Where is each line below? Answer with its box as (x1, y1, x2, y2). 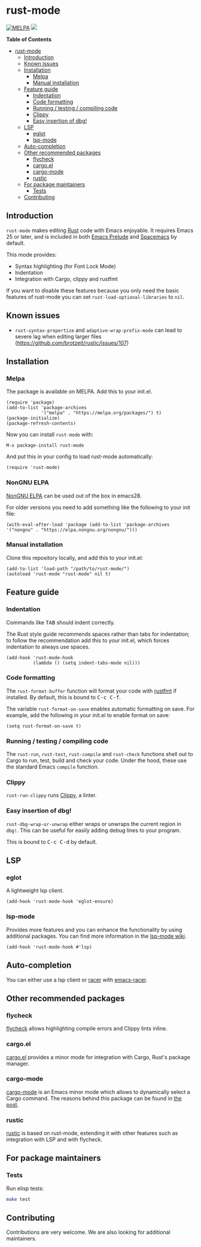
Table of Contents (6, 35, 52, 42)
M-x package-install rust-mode (6, 443, 84, 449)
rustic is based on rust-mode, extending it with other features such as (6, 1130, 178, 1137)
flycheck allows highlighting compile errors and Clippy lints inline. (6, 1025, 167, 1032)
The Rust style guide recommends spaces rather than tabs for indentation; (6, 630, 190, 638)
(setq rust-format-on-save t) (6, 723, 82, 729)
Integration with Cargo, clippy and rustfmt (14, 275, 118, 282)
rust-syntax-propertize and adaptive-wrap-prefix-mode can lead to (14, 327, 182, 334)
